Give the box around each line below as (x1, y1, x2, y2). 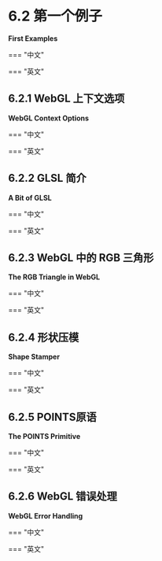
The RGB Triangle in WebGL (8, 272, 101, 282)
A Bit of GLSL (8, 193, 53, 202)
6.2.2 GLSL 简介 (8, 172, 87, 185)
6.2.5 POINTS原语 (8, 410, 97, 423)
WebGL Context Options (8, 113, 89, 123)
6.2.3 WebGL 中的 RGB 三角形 (8, 251, 154, 264)
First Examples (8, 33, 58, 43)
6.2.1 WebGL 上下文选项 (8, 92, 125, 105)
